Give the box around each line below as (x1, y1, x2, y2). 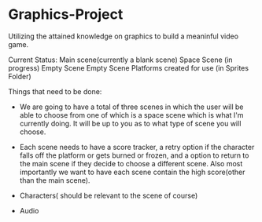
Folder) (8, 71, 31, 81)
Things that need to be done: (8, 86, 102, 96)
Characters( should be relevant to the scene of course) (19, 191, 198, 200)
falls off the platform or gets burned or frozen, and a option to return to (19, 151, 249, 160)
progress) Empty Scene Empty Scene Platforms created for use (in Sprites (8, 63, 249, 72)
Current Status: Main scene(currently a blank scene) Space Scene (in (8, 55, 234, 64)
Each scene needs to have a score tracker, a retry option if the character (19, 142, 255, 151)
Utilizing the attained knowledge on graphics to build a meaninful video (8, 31, 238, 41)
